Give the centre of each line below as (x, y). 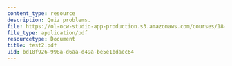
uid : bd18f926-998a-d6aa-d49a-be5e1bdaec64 (71, 52)
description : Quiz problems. (49, 20)
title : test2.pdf (32, 45)
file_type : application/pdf (48, 33)
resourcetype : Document (41, 39)
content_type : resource (41, 13)
